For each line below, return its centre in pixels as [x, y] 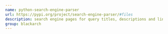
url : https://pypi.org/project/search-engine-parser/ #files [69, 14]
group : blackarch [23, 24]
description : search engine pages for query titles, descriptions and [80, 19]
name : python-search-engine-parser [42, 10]
